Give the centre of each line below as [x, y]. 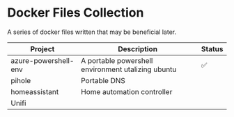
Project [42, 48]
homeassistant [35, 91]
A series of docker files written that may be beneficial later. [92, 32]
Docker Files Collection [76, 13]
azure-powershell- [42, 60]
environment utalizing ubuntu [129, 69]
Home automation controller [127, 91]
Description [138, 48]
